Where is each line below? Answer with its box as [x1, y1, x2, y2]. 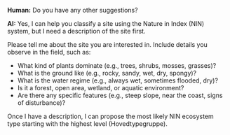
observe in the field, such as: [7, 48, 91, 56]
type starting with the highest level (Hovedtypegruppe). [7, 120, 168, 128]
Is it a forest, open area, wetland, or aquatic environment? [17, 84, 184, 92]
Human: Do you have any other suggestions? [7, 6, 138, 14]
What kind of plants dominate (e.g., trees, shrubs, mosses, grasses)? [17, 62, 217, 69]
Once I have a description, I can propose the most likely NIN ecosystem [7, 112, 214, 120]
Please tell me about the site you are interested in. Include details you [7, 41, 208, 48]
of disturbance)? [17, 99, 66, 107]
